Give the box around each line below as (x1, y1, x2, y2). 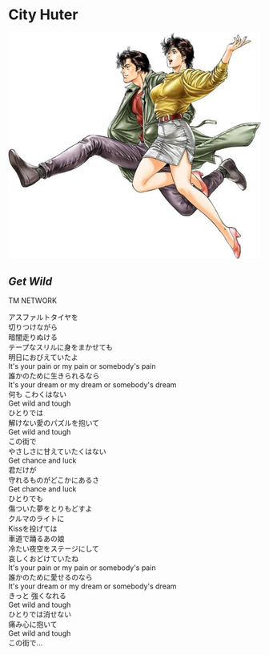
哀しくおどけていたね (8, 553, 78, 563)
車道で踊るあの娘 (8, 533, 65, 543)
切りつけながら (8, 322, 58, 332)
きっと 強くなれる (8, 591, 66, 600)
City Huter (8, 6, 78, 24)
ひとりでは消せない (8, 609, 72, 619)
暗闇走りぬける (8, 332, 58, 342)
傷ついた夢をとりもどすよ (8, 503, 93, 513)
